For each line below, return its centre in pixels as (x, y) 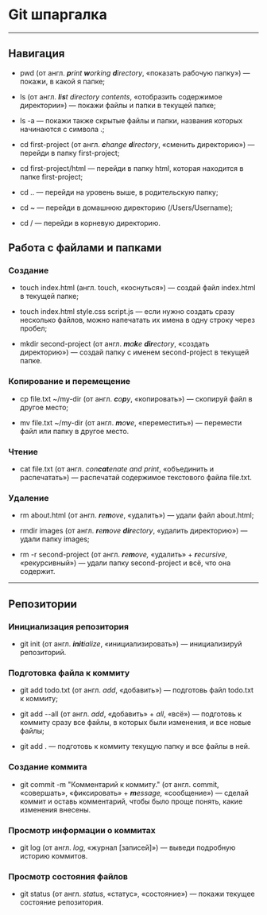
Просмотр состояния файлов (68, 876)
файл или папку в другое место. (74, 431)
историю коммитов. (54, 855)
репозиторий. (43, 653)
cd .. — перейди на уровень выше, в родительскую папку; (119, 192)
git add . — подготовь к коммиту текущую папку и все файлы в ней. (135, 746)
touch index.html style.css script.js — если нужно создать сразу (127, 312)
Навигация (37, 54)
